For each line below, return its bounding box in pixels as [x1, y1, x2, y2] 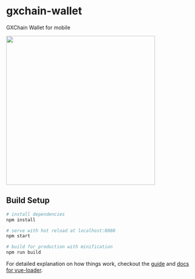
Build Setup [6, 196, 50, 206]
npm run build [6, 249, 42, 256]
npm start [6, 233, 31, 239]
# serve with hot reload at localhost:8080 [6, 228, 116, 234]
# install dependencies [6, 211, 65, 217]
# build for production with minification [6, 244, 113, 250]
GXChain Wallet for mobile [6, 24, 71, 31]
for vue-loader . [6, 266, 43, 274]
